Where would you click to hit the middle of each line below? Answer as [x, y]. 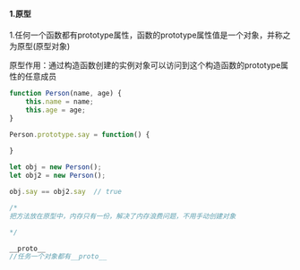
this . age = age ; [56, 110]
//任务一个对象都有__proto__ [58, 257]
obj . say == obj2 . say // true [66, 192]
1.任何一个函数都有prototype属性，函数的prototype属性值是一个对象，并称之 [150, 35]
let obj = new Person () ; [56, 167]
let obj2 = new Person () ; [57, 176]
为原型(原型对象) [40, 46]
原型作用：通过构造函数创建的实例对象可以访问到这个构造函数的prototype [145, 65]
